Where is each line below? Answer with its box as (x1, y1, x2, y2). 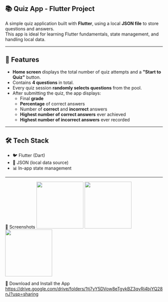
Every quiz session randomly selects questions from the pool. (12, 84, 142, 90)
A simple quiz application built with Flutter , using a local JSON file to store (5, 20, 159, 26)
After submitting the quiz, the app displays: (12, 90, 101, 96)
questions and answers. (5, 25, 54, 31)
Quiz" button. (12, 74, 41, 80)
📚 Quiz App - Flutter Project (5, 4, 95, 13)
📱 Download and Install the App (5, 280, 70, 286)
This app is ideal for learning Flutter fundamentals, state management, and (5, 31, 159, 37)
